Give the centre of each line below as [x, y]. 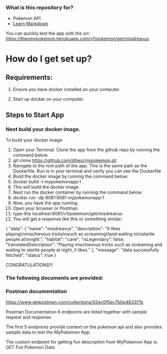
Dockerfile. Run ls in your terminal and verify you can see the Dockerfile [87, 171]
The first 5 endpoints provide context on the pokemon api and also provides [84, 327]
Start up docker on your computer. [48, 99]
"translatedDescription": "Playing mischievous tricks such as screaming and [84, 244]
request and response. [29, 317]
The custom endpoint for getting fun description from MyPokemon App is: [82, 342]
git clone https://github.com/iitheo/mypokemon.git [65, 160]
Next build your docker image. [43, 129]
